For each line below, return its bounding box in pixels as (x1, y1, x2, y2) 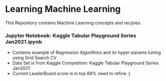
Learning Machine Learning (5, 3, 121, 15)
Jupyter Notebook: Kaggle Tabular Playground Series (5, 32, 136, 39)
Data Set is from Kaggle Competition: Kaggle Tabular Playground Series (12, 60, 159, 66)
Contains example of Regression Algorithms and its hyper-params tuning (12, 49, 161, 55)
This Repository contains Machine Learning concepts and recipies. (5, 20, 142, 26)
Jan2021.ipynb (5, 38, 42, 45)
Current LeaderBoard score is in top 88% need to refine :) (12, 71, 130, 77)
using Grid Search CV (12, 55, 57, 61)
